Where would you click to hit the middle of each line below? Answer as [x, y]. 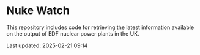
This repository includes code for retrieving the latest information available [100, 27]
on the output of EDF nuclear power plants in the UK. [73, 33]
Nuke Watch [38, 11]
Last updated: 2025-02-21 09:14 [47, 45]
